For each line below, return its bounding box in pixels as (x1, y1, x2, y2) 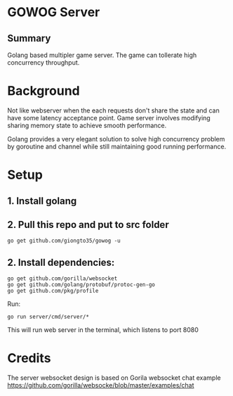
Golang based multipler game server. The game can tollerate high (7, 51, 197, 59)
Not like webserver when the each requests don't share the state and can (7, 106, 220, 115)
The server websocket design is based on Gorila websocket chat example (7, 373, 221, 382)
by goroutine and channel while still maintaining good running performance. (7, 142, 227, 151)
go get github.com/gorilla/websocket (7, 275, 118, 282)
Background (7, 83, 80, 99)
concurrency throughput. (7, 58, 80, 67)
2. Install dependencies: (7, 256, 115, 268)
